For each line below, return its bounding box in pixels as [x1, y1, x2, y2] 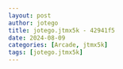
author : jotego [8, 19, 59, 27]
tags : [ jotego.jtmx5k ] [8, 48, 83, 56]
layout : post [8, 11, 52, 20]
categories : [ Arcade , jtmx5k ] [8, 41, 109, 49]
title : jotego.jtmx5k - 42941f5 [8, 26, 115, 34]
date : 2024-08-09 [8, 33, 66, 42]
